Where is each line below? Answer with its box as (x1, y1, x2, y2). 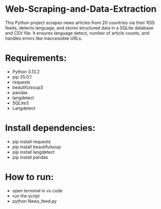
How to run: (5, 172, 54, 183)
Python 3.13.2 (12, 69, 40, 75)
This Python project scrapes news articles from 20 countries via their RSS (5, 20, 155, 26)
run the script (12, 193, 40, 199)
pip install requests (12, 138, 51, 144)
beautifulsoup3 (12, 84, 43, 90)
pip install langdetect (12, 149, 55, 155)
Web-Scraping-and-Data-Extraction (5, 3, 157, 15)
